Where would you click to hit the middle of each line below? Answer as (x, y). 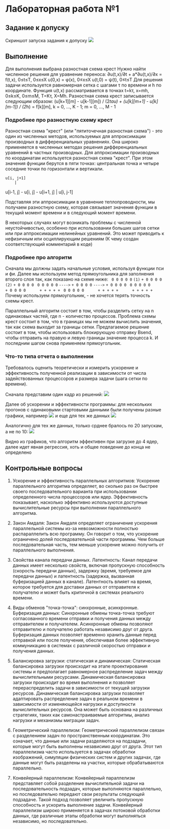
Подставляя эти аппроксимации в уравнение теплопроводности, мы (80, 202)
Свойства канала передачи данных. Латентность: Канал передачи (85, 560)
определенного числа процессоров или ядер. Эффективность (80, 496)
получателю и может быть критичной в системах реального (78, 592)
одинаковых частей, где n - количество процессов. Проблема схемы (81, 316)
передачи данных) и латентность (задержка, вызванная (73, 576)
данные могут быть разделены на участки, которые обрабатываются (88, 762)
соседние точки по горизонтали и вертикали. (55, 169)
